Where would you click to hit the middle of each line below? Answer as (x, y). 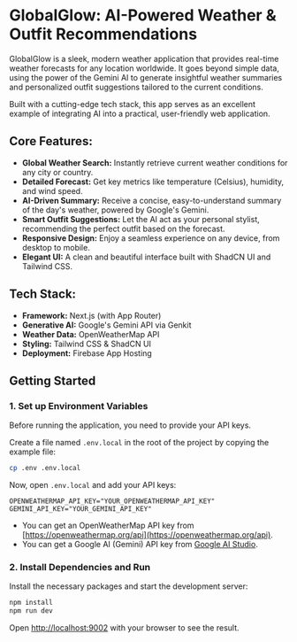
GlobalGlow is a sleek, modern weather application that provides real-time (144, 58)
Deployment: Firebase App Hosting (87, 353)
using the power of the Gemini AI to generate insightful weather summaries (146, 77)
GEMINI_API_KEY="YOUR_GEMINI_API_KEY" (80, 509)
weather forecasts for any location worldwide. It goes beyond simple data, (145, 68)
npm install (31, 603)
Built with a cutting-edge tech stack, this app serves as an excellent (133, 104)
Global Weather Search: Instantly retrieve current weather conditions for (155, 162)
